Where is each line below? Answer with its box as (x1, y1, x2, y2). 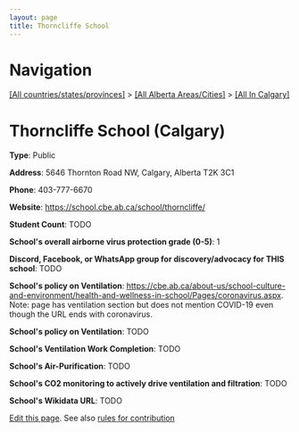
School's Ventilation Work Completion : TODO (9, 344, 181, 354)
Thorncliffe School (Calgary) (9, 120, 226, 141)
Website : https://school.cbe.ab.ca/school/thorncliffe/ (9, 202, 205, 212)
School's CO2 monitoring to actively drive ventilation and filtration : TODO (9, 378, 287, 389)
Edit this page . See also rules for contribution (9, 412, 176, 424)
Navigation (9, 60, 92, 80)
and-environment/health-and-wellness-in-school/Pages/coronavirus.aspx (9, 290, 282, 301)
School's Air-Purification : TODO (9, 361, 131, 371)
